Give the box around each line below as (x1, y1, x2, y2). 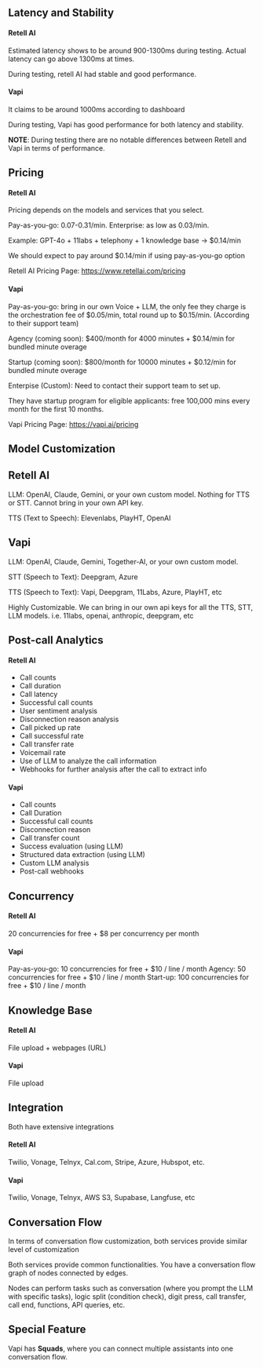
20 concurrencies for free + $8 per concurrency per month (8, 929, 199, 938)
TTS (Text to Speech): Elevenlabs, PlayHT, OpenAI (8, 513, 171, 523)
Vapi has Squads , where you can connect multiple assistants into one (8, 1344, 234, 1353)
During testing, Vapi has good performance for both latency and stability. (8, 119, 244, 129)
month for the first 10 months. (8, 404, 104, 414)
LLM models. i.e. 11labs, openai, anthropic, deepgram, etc (8, 611, 194, 620)
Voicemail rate (19, 748, 67, 757)
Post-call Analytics (8, 633, 104, 647)
